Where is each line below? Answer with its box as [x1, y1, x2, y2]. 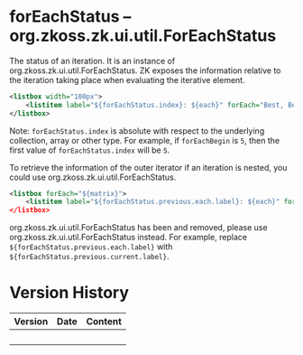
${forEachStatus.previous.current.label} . [9, 251, 170, 262]
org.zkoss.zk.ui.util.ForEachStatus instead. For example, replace [9, 232, 248, 243]
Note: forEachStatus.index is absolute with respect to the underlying [9, 125, 265, 136]
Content [86, 315, 122, 328]
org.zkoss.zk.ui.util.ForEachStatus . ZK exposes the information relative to [9, 65, 281, 76]
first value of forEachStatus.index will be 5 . [9, 145, 170, 155]
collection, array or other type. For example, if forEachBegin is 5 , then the [9, 135, 280, 145]
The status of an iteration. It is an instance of [9, 55, 176, 66]
